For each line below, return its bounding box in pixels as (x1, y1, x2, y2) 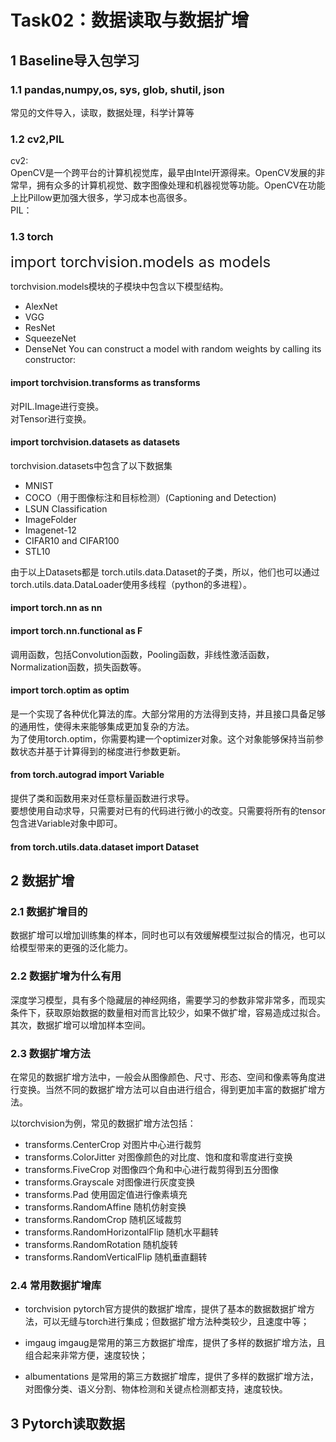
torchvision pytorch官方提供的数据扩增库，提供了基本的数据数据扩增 (24, 1303, 307, 1315)
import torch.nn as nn (10, 602, 103, 614)
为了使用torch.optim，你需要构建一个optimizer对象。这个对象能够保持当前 (10, 732, 315, 745)
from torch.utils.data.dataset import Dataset (10, 841, 200, 853)
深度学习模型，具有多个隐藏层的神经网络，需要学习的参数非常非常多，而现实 (10, 994, 326, 1006)
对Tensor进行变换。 (10, 412, 92, 425)
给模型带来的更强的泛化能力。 (10, 942, 133, 954)
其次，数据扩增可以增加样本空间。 (10, 1019, 151, 1031)
